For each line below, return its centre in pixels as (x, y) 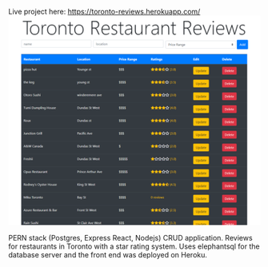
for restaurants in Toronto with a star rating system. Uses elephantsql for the (134, 246)
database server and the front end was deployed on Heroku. (108, 255)
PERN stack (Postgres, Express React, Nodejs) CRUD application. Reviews (131, 238)
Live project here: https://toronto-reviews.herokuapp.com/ (104, 12)
